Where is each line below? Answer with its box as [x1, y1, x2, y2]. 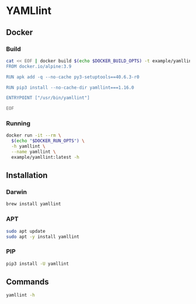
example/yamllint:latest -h [11, 154, 80, 160]
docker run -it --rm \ [6, 132, 61, 138]
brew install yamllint [6, 201, 61, 207]
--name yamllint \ [11, 149, 57, 155]
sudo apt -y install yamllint [6, 233, 80, 240]
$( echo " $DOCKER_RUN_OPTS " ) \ [11, 138, 85, 144]
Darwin [6, 188, 27, 196]
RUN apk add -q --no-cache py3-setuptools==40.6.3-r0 [6, 74, 140, 80]
